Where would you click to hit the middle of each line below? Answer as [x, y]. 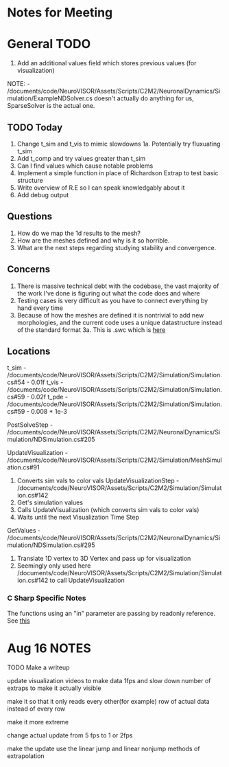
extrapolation [26, 756]
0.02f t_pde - [49, 397]
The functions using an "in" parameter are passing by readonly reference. [111, 613]
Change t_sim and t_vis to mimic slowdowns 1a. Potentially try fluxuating [119, 144]
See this [19, 621]
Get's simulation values [50, 502]
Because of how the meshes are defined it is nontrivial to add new [110, 315]
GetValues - [24, 531]
